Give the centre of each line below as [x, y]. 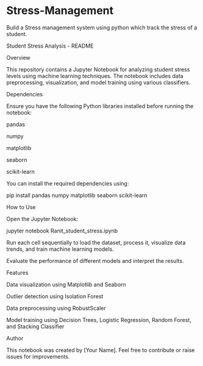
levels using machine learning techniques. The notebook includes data [95, 76]
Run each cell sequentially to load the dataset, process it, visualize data [96, 242]
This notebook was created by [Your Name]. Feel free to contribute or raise [101, 350]
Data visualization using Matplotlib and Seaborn [66, 284]
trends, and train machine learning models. [60, 249]
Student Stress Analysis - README [50, 46]
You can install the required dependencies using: [68, 183]
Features [17, 273]
